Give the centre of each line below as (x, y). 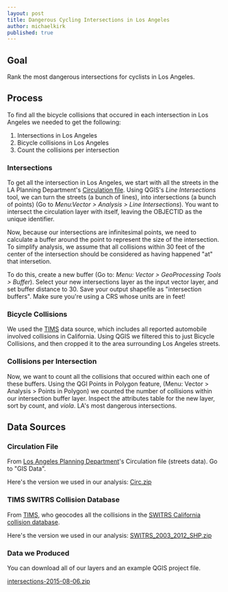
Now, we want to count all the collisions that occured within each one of (109, 376)
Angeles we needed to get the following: (64, 122)
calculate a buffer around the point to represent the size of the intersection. (113, 240)
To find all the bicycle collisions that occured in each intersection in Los (108, 114)
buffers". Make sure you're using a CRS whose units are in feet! (97, 297)
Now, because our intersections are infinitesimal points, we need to (102, 232)
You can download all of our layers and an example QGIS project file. (104, 568)
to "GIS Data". (27, 469)
